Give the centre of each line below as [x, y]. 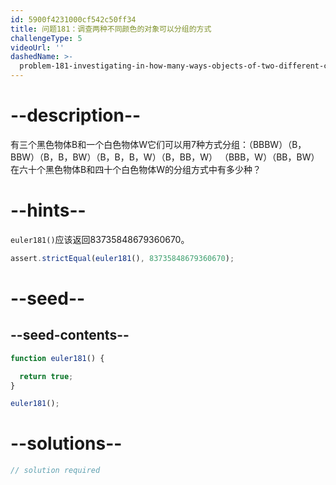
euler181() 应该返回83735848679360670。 [100, 239]
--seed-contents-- [70, 335]
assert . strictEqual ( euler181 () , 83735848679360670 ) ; [122, 258]
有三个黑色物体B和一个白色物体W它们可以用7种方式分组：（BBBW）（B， [158, 144]
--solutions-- [66, 443]
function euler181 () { [57, 358]
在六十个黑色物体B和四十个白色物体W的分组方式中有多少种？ [136, 169]
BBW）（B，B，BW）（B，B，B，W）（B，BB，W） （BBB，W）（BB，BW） [165, 157]
